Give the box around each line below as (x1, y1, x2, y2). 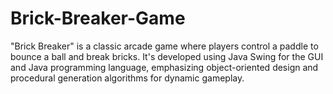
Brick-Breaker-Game (10, 7, 186, 30)
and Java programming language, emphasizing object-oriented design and (10, 61, 319, 73)
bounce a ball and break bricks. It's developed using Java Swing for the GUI (10, 50, 324, 62)
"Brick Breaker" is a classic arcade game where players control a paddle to (10, 40, 319, 52)
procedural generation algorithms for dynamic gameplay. (10, 72, 245, 84)
